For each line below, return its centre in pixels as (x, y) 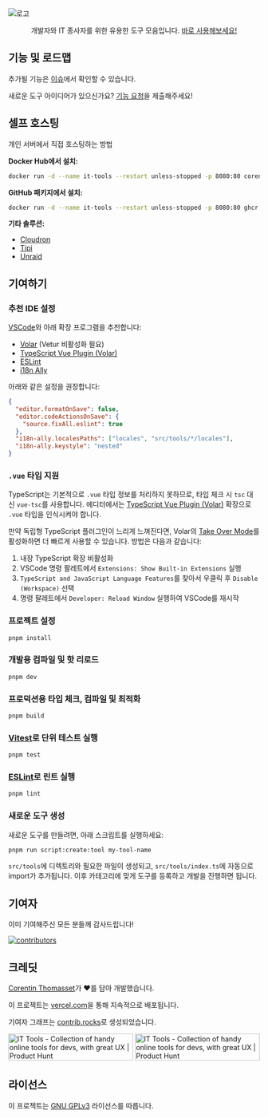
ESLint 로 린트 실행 (42, 776)
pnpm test (25, 755)
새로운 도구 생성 (37, 816)
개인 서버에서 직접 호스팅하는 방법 (61, 144)
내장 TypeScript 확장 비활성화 (67, 559)
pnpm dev (23, 677)
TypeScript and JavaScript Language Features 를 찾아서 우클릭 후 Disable (139, 579)
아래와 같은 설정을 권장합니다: (54, 387)
